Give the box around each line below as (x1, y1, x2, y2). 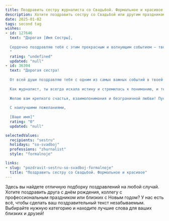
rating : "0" (10, 119, 35, 124)
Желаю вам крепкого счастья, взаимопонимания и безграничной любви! (10, 96, 156, 101)
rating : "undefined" (10, 54, 53, 59)
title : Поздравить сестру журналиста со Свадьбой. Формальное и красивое (5, 7, 163, 13)
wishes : (5, 26, 22, 31)
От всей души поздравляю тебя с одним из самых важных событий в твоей (10, 77, 163, 82)
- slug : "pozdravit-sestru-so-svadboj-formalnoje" (5, 165, 114, 170)
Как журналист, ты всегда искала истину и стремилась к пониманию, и (10, 86, 158, 92)
